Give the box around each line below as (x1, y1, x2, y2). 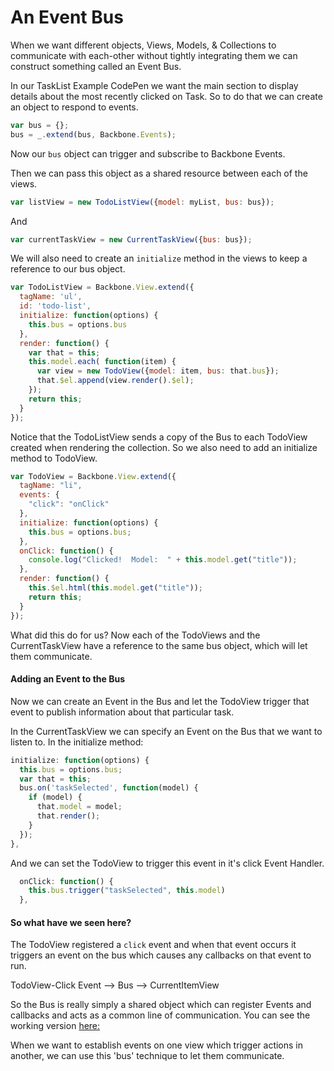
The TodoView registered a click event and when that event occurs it (10, 939, 297, 951)
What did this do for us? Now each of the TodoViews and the (10, 629, 261, 641)
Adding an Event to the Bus (10, 673, 125, 685)
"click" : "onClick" (28, 499, 110, 510)
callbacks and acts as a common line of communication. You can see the (10, 1009, 311, 1021)
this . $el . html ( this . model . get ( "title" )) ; (28, 583, 203, 593)
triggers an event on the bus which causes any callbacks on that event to (10, 949, 312, 961)
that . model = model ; (36, 802, 123, 812)
